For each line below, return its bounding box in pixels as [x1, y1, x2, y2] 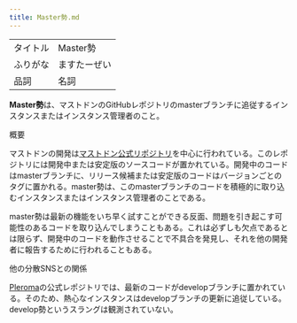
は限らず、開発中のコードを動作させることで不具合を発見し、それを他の [9, 233, 273, 243]
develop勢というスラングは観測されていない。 [9, 304, 179, 314]
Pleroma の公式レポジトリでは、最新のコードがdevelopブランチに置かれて [9, 281, 278, 292]
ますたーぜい [58, 58, 113, 71]
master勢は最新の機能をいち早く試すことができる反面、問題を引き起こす [9, 211, 275, 221]
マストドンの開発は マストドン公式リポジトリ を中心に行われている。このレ [9, 148, 281, 158]
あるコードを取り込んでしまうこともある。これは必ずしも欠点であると [32, 222, 289, 233]
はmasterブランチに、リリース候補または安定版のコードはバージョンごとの [9, 170, 282, 181]
